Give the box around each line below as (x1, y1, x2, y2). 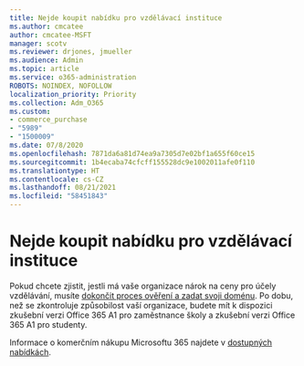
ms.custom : (9, 107, 51, 116)
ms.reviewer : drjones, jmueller (9, 47, 132, 57)
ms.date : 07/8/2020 (9, 141, 84, 150)
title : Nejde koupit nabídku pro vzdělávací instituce (9, 13, 223, 23)
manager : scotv (9, 38, 68, 48)
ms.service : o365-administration (9, 73, 137, 82)
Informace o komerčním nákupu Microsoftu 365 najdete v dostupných (9, 337, 272, 348)
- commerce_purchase (9, 115, 89, 124)
